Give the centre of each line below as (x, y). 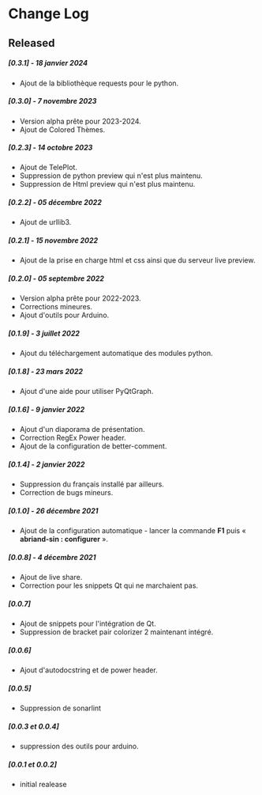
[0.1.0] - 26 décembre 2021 (53, 510)
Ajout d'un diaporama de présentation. (82, 430)
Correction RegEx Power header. (73, 438)
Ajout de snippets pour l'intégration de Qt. (88, 624)
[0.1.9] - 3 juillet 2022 (44, 333)
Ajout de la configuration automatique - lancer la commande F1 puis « (133, 531)
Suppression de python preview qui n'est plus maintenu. (111, 176)
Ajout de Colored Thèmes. (62, 129)
